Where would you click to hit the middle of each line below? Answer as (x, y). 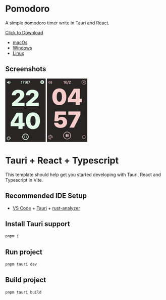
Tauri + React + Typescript (62, 160)
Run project (24, 252)
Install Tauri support (38, 224)
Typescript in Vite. (24, 180)
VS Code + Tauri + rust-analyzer (46, 208)
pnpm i (12, 236)
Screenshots (26, 69)
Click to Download (24, 32)
